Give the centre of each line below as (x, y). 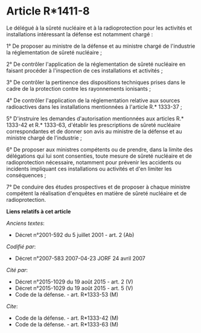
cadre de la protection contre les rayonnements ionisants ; (79, 88)
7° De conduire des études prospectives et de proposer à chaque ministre (98, 187)
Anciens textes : (26, 223)
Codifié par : (21, 247)
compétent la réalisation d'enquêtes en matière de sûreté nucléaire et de (97, 193)
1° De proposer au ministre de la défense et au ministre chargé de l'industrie (101, 46)
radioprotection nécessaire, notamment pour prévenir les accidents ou (94, 162)
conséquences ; (26, 175)
